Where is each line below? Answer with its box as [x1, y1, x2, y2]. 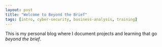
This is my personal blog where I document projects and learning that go [5, 31, 157, 37]
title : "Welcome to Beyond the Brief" [5, 12, 87, 17]
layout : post [5, 7, 33, 13]
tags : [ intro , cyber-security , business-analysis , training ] [5, 17, 138, 22]
